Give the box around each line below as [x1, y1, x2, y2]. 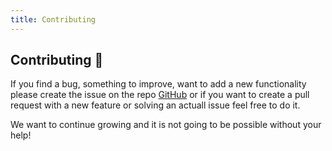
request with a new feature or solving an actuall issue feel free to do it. [10, 99, 301, 111]
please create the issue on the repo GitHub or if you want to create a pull [10, 89, 310, 101]
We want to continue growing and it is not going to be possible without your [10, 119, 322, 131]
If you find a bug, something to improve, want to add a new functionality [10, 78, 307, 90]
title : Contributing [10, 14, 97, 25]
